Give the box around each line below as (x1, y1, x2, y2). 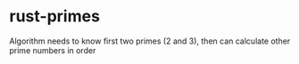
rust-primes (9, 6, 101, 27)
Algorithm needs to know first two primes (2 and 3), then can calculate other (9, 36, 291, 46)
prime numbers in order (9, 44, 96, 55)
